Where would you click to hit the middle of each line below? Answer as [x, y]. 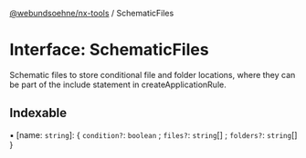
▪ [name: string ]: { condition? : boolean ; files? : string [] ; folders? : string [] [153, 134]
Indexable [38, 113]
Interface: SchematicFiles [109, 50]
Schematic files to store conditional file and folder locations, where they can [153, 74]
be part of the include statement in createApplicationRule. [118, 84]
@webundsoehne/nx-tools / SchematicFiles [92, 13]
